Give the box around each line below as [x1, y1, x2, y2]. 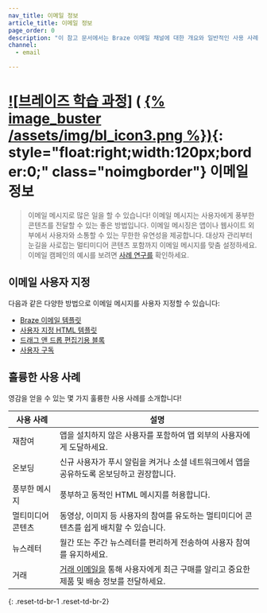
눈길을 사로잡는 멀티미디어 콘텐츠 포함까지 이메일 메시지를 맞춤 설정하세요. [27, 240, 257, 250]
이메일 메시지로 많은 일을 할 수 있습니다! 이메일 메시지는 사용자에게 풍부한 [27, 210, 255, 219]
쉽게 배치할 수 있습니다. [83, 522, 166, 533]
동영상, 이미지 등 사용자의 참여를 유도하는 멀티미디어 [59, 510, 244, 521]
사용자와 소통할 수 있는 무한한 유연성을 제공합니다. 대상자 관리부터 [48, 230, 253, 239]
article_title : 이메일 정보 [8, 19, 93, 27]
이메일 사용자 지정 [8, 276, 91, 289]
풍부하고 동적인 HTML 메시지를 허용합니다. [59, 489, 211, 500]
